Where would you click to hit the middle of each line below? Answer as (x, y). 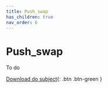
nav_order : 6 (22, 22)
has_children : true (30, 17)
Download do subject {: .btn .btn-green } (54, 79)
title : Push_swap (27, 11)
